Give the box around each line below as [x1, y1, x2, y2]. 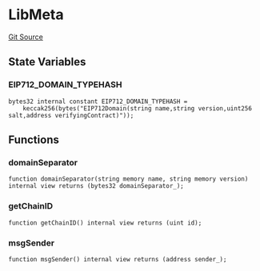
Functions [8, 134, 60, 147]
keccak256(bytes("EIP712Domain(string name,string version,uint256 [22, 104, 252, 113]
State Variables [8, 55, 86, 69]
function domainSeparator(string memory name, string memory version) [8, 175, 249, 183]
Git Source [8, 32, 44, 42]
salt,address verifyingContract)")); [8, 111, 134, 119]
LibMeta [8, 6, 64, 24]
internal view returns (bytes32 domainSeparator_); [8, 182, 184, 190]
